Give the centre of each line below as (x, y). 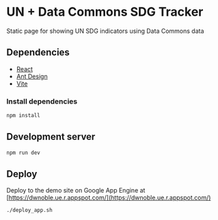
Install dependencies (42, 101)
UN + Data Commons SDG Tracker (105, 12)
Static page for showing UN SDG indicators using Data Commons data (105, 31)
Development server (51, 137)
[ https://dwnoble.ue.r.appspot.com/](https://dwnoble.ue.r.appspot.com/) (109, 198)
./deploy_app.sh (29, 210)
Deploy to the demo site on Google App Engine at (76, 191)
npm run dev (23, 152)
